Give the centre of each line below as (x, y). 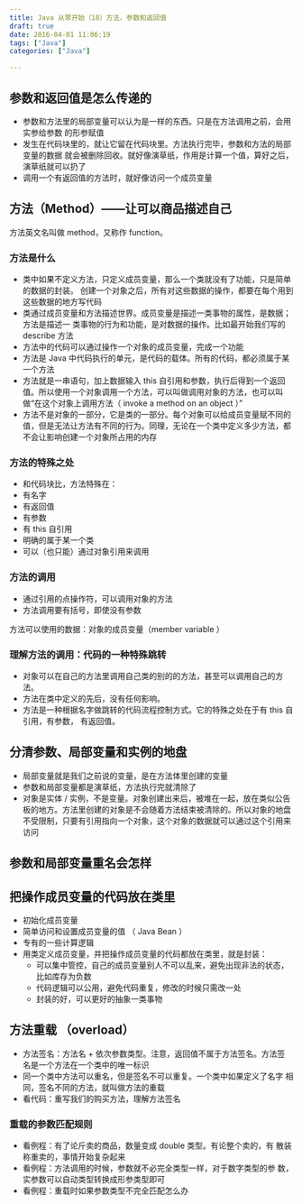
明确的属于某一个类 (58, 540)
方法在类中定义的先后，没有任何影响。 (93, 698)
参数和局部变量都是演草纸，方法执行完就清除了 (109, 786)
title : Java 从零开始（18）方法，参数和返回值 (88, 18)
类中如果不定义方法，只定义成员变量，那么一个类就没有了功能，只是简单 (156, 280)
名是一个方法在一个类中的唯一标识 (86, 1064)
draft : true (32, 26)
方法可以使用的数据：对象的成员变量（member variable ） (117, 629)
